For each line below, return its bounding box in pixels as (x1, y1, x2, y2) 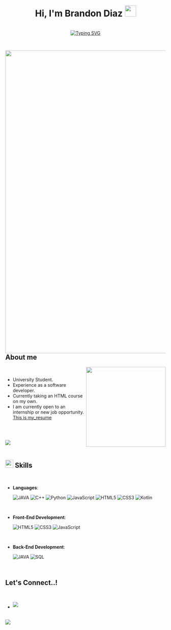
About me (5, 353, 37, 362)
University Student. (12, 376, 53, 383)
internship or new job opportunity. (12, 409, 84, 415)
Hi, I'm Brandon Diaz (35, 8, 123, 19)
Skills (14, 461, 33, 470)
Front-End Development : (12, 514, 66, 520)
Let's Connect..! (5, 578, 58, 587)
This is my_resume (12, 414, 52, 420)
